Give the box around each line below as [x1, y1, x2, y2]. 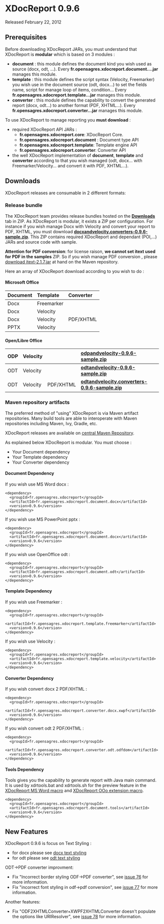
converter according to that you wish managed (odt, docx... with [12, 157, 143, 164]
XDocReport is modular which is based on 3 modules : [5, 51, 115, 57]
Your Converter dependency [12, 459, 70, 465]
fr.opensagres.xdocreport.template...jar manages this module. [12, 92, 142, 98]
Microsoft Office [5, 279, 39, 286]
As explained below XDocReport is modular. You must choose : [5, 439, 132, 445]
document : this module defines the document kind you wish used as [12, 61, 152, 66]
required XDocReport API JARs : [12, 126, 77, 132]
